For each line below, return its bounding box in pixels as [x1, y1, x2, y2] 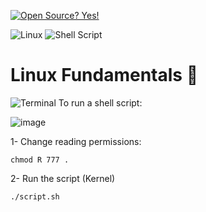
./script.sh [10, 191, 60, 202]
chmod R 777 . [10, 155, 70, 165]
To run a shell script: [58, 96, 143, 109]
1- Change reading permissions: [10, 135, 142, 147]
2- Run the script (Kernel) [10, 172, 116, 184]
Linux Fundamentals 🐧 [10, 64, 199, 87]
